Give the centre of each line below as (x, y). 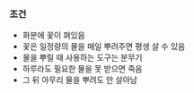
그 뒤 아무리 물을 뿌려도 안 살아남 (79, 80)
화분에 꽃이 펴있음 (53, 35)
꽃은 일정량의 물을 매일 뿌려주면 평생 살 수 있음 (104, 46)
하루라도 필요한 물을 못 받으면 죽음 (82, 69)
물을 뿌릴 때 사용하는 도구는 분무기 (82, 58)
